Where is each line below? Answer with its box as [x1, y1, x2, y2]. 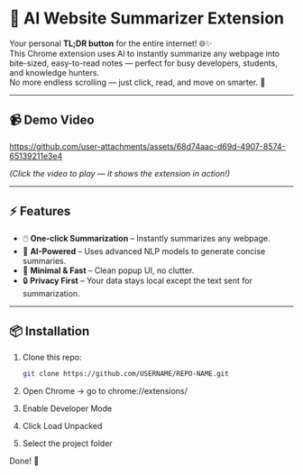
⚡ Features [9, 204, 71, 219]
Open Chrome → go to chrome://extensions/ [22, 386, 188, 397]
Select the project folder [22, 438, 113, 449]
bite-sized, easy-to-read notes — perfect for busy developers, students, [9, 58, 278, 69]
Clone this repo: [22, 352, 82, 363]
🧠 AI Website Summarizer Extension [9, 8, 284, 29]
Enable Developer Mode [22, 403, 113, 414]
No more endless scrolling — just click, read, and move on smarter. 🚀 [9, 77, 266, 87]
